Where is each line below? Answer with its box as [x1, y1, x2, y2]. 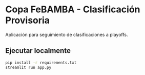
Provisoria [5, 14, 50, 26]
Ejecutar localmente [5, 46, 71, 55]
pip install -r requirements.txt [5, 60, 77, 65]
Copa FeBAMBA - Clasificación [5, 4, 140, 15]
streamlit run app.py [5, 65, 52, 70]
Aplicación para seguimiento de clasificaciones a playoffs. [5, 31, 128, 38]
